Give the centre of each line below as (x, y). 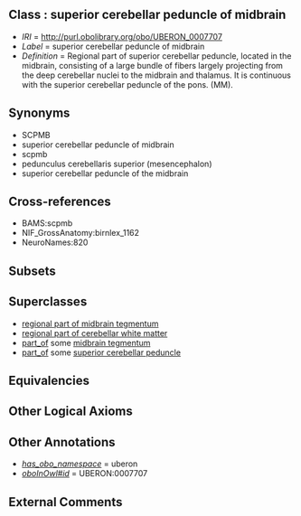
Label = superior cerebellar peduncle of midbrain (113, 46)
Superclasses (48, 302)
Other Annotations (62, 442)
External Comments (66, 502)
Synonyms (39, 113)
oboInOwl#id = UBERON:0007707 (85, 474)
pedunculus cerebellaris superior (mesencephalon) (117, 164)
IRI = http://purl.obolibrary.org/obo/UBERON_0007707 (122, 36)
